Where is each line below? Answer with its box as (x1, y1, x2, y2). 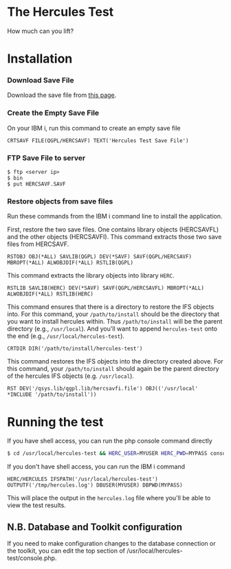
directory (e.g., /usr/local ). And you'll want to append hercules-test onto (7, 324, 218, 333)
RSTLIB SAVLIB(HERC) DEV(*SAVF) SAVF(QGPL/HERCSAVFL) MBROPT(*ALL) (7, 284, 205, 292)
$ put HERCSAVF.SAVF (7, 181, 67, 188)
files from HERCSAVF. (7, 240, 69, 248)
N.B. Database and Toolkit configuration (7, 521, 182, 533)
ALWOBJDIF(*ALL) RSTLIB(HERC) (7, 291, 94, 298)
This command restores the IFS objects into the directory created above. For (7, 357, 223, 366)
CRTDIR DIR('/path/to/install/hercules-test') (7, 345, 143, 353)
